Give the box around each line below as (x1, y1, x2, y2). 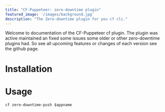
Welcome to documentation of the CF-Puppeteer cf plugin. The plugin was (5, 30, 158, 36)
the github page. (5, 46, 39, 52)
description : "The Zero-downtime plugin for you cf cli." (5, 16, 128, 21)
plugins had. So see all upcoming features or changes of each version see (5, 41, 158, 47)
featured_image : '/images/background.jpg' (5, 12, 94, 17)
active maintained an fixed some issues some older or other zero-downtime (5, 35, 160, 41)
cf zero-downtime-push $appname (5, 102, 72, 107)
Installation (5, 63, 53, 74)
